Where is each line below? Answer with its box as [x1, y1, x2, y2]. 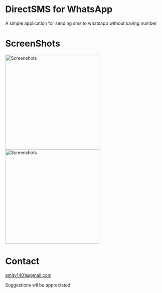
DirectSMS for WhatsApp [5, 4, 113, 15]
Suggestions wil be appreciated [5, 282, 71, 288]
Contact [5, 256, 40, 267]
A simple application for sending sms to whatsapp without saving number [5, 20, 157, 26]
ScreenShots [5, 38, 60, 49]
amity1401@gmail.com [5, 272, 52, 278]
